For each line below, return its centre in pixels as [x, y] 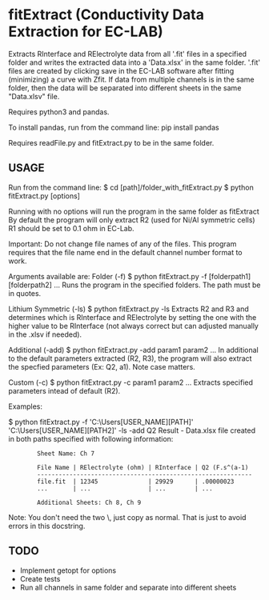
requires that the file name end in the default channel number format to [125, 252]
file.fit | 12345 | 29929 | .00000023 [136, 482]
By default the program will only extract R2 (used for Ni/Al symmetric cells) [132, 220]
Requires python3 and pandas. [59, 112]
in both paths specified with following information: [91, 438]
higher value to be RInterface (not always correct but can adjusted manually [133, 326]
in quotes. [25, 293]
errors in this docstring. [47, 526]
